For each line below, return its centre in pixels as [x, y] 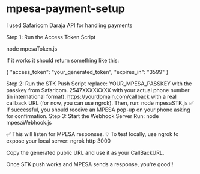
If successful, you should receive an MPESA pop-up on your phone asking [98, 110]
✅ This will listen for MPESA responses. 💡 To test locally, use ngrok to [92, 134]
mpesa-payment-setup [65, 9]
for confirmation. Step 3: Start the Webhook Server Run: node [83, 116]
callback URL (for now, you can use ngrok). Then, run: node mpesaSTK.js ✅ [100, 103]
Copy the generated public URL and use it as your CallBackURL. [85, 152]
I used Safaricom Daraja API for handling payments [69, 25]
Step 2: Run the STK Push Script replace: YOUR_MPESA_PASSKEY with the [99, 84]
